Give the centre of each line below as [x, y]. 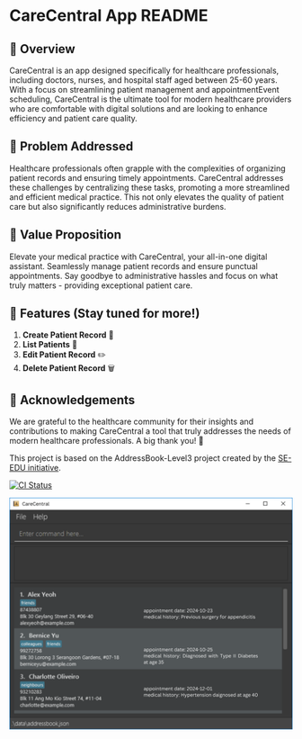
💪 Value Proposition [66, 235]
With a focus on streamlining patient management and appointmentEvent [145, 90]
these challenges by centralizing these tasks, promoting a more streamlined [150, 187]
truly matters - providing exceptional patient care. [101, 285]
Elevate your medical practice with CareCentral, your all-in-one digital [138, 257]
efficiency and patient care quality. [73, 118]
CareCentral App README [109, 16]
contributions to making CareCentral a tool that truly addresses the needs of [151, 431]
